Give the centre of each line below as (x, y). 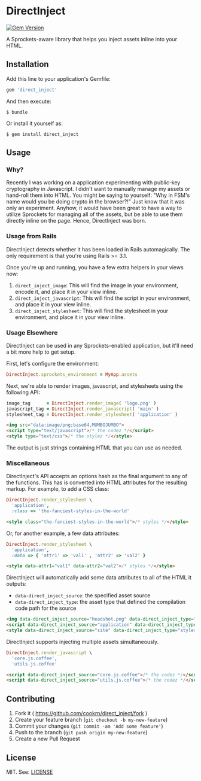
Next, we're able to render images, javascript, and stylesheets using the (95, 386)
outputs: (16, 584)
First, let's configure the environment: (53, 363)
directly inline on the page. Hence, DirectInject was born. (76, 221)
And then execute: (29, 101)
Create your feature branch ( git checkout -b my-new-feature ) (91, 720)
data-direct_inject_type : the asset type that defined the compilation (100, 602)
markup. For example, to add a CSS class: (58, 489)
